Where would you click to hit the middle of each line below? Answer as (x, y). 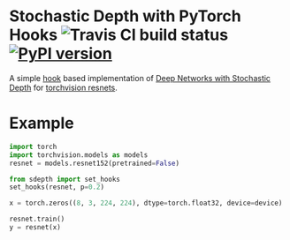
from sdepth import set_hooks (65, 179)
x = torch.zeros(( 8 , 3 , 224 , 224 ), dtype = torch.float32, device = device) (146, 203)
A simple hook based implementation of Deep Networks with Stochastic (140, 78)
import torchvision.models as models (79, 155)
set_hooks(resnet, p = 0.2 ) (57, 187)
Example (42, 123)
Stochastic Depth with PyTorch (125, 16)
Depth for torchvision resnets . (63, 87)
